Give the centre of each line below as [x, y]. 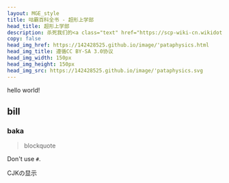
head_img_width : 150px [39, 58]
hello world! [24, 90]
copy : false [24, 39]
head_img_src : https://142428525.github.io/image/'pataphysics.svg [105, 70]
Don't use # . [24, 159]
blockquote [40, 146]
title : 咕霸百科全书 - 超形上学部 [51, 20]
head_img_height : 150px [41, 64]
